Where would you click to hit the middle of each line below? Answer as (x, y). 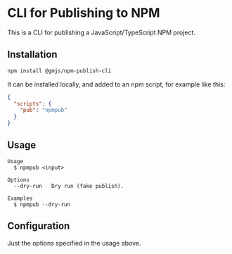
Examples (20, 198)
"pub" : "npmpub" (44, 110)
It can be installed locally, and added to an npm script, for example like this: (116, 84)
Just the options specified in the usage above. (74, 243)
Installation (32, 55)
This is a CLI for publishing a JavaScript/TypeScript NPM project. (101, 32)
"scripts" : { (33, 103)
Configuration (39, 226)
